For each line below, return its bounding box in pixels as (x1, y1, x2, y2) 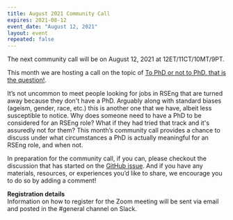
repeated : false (7, 36, 54, 43)
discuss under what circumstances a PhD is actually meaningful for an (7, 133, 209, 142)
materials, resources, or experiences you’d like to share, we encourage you (7, 169, 223, 178)
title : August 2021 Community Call (7, 10, 111, 17)
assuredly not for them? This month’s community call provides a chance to (7, 126, 220, 135)
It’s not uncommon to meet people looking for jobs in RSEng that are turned (7, 90, 223, 98)
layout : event (7, 29, 49, 37)
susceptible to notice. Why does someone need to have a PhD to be (7, 112, 202, 120)
